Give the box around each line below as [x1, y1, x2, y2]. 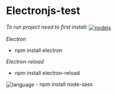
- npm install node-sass [35, 81, 93, 88]
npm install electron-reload [14, 69, 80, 76]
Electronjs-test [6, 4, 81, 18]
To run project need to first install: [6, 23, 88, 30]
